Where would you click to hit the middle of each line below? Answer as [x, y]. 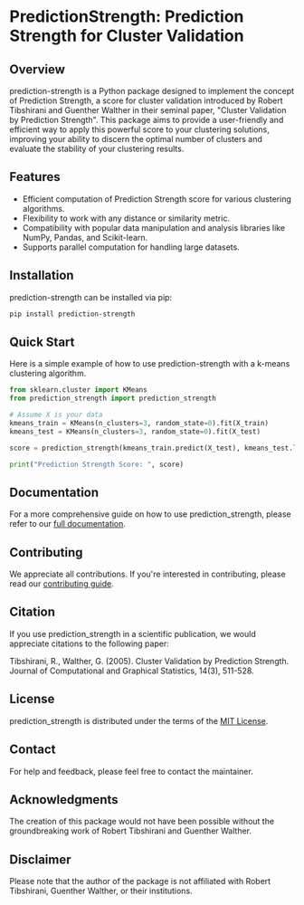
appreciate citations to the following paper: [89, 643]
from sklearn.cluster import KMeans [78, 390]
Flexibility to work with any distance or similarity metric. [126, 218]
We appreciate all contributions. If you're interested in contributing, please [148, 574]
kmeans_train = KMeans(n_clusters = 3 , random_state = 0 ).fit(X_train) [139, 423]
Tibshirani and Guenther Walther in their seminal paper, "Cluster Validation [148, 110]
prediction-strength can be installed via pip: [91, 297]
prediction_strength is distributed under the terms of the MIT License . [139, 720]
